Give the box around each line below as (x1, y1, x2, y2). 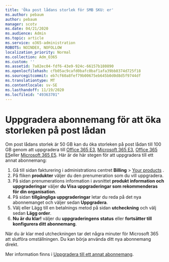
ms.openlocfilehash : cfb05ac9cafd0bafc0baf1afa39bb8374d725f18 (5, 69, 141, 74)
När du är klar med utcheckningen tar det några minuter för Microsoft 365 (5, 231, 159, 237)
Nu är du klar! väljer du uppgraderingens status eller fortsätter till (12, 215, 152, 222)
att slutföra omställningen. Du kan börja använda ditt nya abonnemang (5, 236, 151, 242)
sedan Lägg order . (12, 210, 51, 216)
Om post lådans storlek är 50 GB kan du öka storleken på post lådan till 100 (5, 141, 161, 147)
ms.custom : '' (5, 59, 35, 64)
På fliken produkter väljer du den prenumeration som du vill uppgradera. (12, 172, 164, 179)
